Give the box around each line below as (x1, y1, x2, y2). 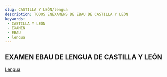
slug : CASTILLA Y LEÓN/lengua (5, 7, 68, 12)
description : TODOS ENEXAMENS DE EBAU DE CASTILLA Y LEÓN (5, 12, 128, 17)
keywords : (5, 16, 26, 21)
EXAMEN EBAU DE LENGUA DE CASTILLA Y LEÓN (5, 53, 162, 62)
